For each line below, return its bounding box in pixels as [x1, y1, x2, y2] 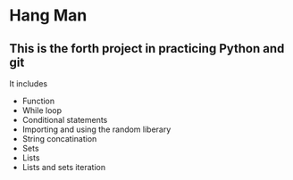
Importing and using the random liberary [21, 124, 172, 135]
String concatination [21, 134, 97, 143]
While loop [21, 105, 63, 116]
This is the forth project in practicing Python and [9, 41, 285, 56]
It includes [9, 78, 47, 89]
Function [21, 95, 55, 106]
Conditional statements [21, 115, 108, 125]
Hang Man [9, 5, 88, 26]
